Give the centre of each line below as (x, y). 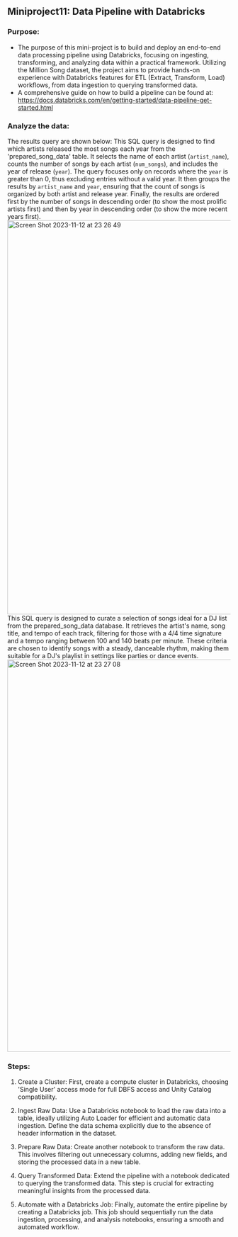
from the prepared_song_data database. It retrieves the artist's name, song (117, 626)
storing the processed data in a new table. (79, 1162)
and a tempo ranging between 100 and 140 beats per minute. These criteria (117, 640)
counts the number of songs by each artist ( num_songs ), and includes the (113, 164)
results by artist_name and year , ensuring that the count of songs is (106, 186)
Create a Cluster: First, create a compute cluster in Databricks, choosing (123, 1082)
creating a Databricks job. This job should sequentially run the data (115, 1212)
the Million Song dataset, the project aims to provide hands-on (109, 69)
